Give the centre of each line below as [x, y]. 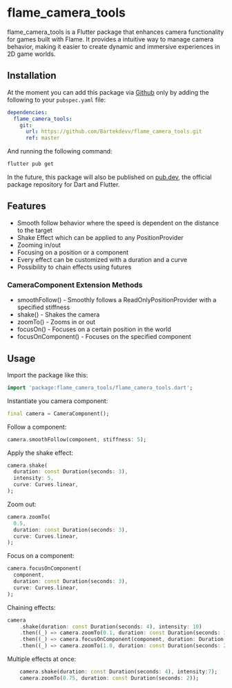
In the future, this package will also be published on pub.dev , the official [109, 177]
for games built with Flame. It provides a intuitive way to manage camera [110, 39]
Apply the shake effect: [40, 453]
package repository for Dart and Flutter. [64, 184]
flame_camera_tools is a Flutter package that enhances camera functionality [116, 32]
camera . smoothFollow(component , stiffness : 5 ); [77, 439]
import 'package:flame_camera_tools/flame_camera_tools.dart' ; [100, 388]
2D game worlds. [31, 54]
